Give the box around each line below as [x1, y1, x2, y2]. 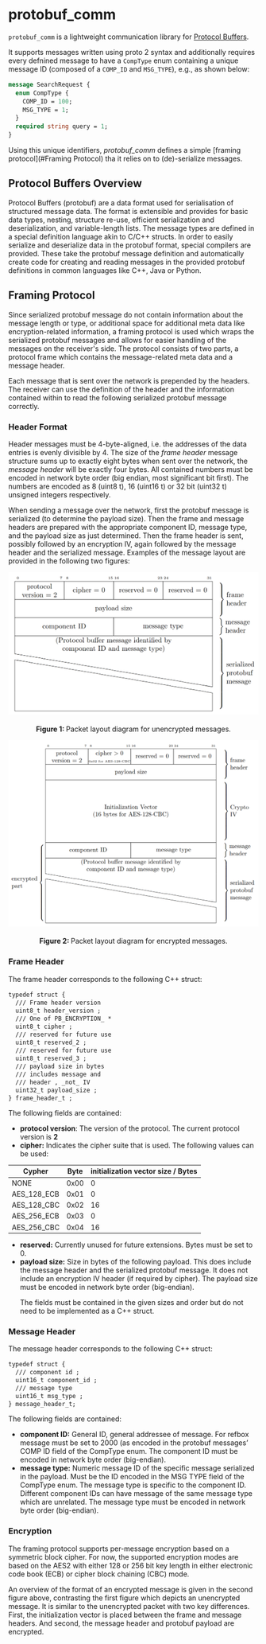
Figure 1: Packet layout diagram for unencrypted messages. [35, 724, 232, 734]
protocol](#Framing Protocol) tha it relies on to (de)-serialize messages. [8, 154, 243, 164]
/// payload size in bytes [15, 1062, 105, 1070]
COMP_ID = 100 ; [22, 97, 73, 105]
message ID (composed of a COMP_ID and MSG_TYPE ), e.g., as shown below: [8, 64, 250, 73]
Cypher [22, 1167, 49, 1176]
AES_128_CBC [11, 1200, 60, 1210]
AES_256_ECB [11, 1211, 60, 1221]
